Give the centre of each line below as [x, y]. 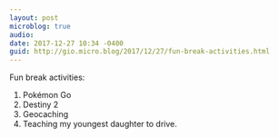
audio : [22, 34]
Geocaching [45, 114]
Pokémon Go [47, 95]
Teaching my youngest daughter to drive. [100, 124]
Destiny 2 [40, 104]
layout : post [34, 18]
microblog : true [40, 26]
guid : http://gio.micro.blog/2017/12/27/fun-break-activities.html [140, 52]
